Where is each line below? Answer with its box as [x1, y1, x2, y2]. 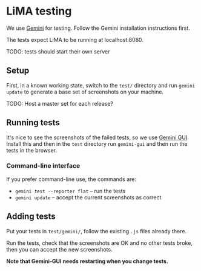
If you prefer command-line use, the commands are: [6, 175, 137, 183]
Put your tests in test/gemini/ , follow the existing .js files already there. [6, 227, 186, 235]
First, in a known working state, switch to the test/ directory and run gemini [6, 81, 196, 89]
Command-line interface [6, 162, 81, 170]
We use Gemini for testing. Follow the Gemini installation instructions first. [6, 24, 191, 32]
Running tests [6, 117, 61, 128]
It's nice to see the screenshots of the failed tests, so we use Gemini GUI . [6, 134, 189, 141]
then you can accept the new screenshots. [6, 245, 113, 253]
